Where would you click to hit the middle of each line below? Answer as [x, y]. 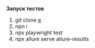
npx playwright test [39, 33]
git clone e [28, 20]
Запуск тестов [25, 9]
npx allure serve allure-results [52, 39]
